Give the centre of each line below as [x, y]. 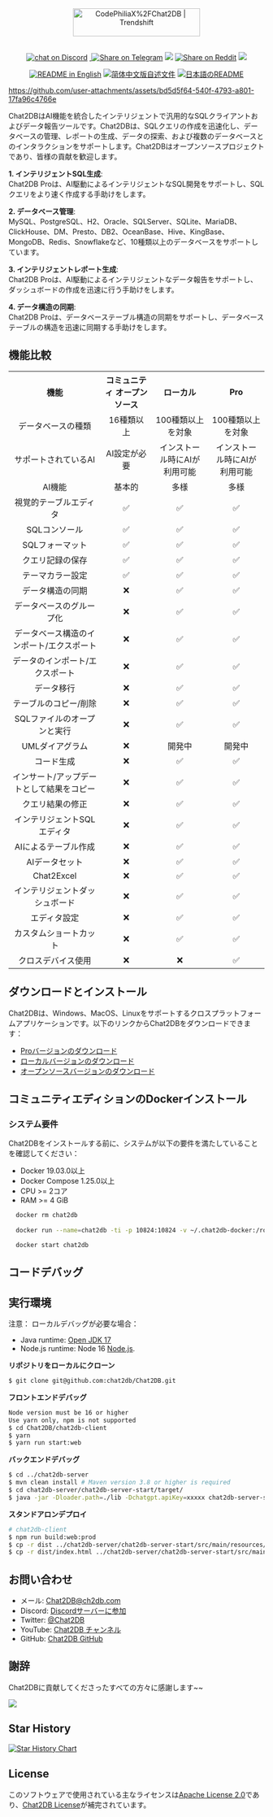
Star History [40, 1729]
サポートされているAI [55, 459]
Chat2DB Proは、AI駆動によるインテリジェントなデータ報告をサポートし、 [133, 279]
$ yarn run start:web [45, 1443]
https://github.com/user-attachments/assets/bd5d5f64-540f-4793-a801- [131, 90]
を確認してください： [44, 1154]
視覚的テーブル [43, 502]
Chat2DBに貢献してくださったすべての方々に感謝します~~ [106, 1687]
